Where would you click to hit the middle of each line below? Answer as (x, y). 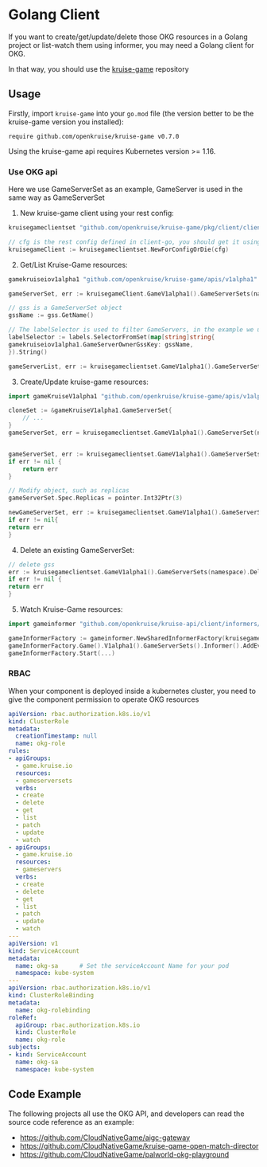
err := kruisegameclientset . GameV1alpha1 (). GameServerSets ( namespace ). (129, 572)
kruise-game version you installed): (66, 122)
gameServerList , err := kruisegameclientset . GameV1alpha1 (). (112, 366)
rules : (19, 751)
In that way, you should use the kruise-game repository (99, 69)
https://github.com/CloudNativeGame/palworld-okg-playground (124, 1154)
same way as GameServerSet (56, 198)
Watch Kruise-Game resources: (71, 609)
